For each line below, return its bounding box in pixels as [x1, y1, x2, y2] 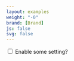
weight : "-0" [6, 14, 39, 20]
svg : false [6, 31, 33, 37]
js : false [6, 25, 31, 32]
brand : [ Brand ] [6, 20, 44, 26]
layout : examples [6, 8, 50, 15]
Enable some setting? [14, 48, 68, 56]
